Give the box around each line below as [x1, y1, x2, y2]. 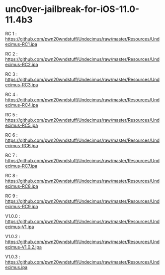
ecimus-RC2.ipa [5, 61, 38, 67]
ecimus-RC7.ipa [5, 163, 38, 169]
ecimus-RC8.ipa [5, 183, 38, 189]
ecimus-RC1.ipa [5, 41, 37, 47]
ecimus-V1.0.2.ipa [5, 244, 42, 250]
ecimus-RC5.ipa [5, 122, 38, 128]
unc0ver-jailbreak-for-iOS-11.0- [5, 3, 140, 15]
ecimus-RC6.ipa [5, 142, 38, 148]
